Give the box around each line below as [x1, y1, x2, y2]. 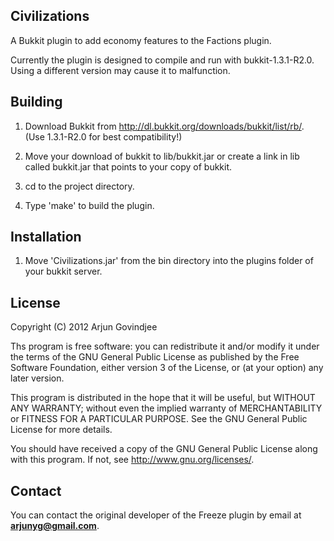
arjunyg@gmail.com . [10, 520, 100, 532]
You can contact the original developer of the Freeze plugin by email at [10, 509, 302, 521]
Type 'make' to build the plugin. [24, 199, 155, 211]
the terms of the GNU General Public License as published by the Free [10, 351, 300, 363]
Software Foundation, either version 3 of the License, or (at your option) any [10, 362, 324, 374]
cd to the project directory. [24, 180, 135, 192]
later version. [10, 372, 65, 384]
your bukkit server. [24, 265, 103, 278]
